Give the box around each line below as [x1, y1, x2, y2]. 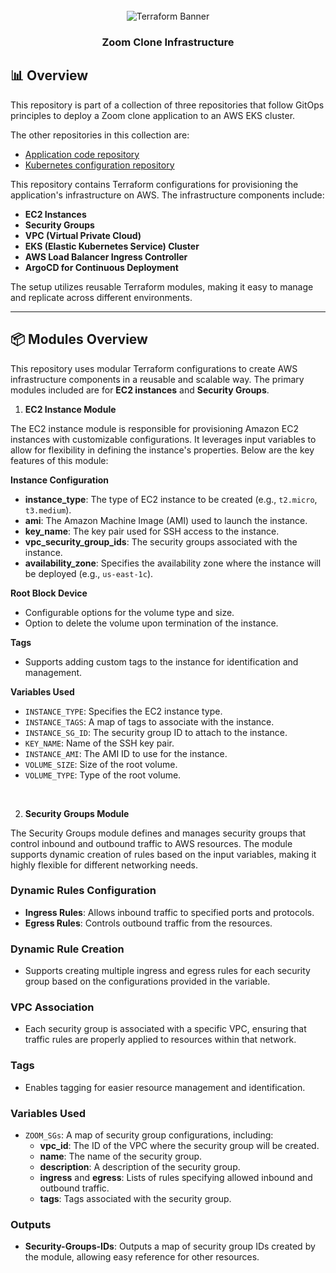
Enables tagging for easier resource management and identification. [24, 1081, 306, 1093]
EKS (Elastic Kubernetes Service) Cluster [24, 240, 200, 252]
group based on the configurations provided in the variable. [24, 975, 271, 988]
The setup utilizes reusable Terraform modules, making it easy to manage [10, 280, 314, 293]
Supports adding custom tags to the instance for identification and [24, 655, 299, 668]
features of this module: [10, 454, 109, 466]
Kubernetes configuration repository [24, 159, 175, 171]
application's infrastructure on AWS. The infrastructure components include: [10, 189, 325, 201]
